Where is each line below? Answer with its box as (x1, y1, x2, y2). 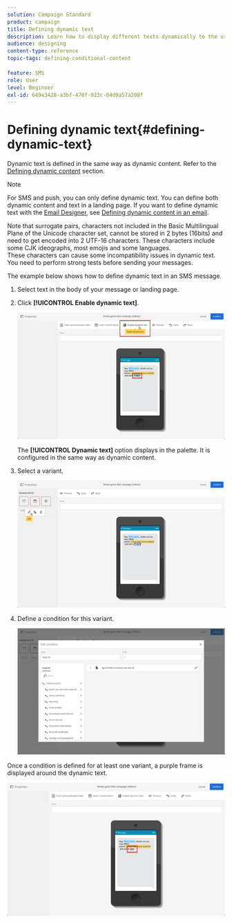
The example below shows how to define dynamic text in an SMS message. (7, 272, 222, 280)
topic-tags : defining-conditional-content (7, 55, 131, 62)
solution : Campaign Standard (7, 11, 91, 18)
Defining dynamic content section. (7, 167, 105, 176)
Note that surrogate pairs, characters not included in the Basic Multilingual (7, 222, 219, 230)
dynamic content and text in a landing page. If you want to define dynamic (7, 201, 219, 209)
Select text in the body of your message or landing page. (17, 286, 180, 294)
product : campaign (7, 18, 60, 26)
